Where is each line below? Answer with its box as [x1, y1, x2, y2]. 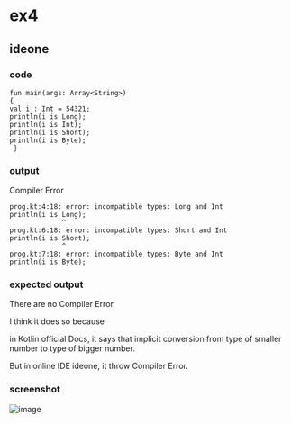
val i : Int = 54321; [9, 104, 91, 113]
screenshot [9, 383, 61, 396]
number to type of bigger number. [9, 343, 135, 354]
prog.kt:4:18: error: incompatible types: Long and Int [9, 202, 223, 211]
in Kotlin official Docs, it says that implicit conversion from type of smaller [9, 334, 282, 345]
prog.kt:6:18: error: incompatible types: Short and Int [9, 226, 228, 235]
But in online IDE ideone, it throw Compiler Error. [9, 361, 189, 372]
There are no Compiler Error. [9, 299, 115, 310]
